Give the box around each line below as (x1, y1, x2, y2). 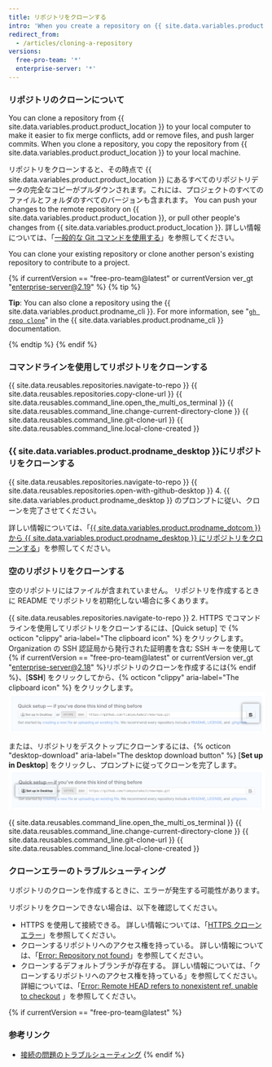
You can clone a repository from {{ (8, 113, 125, 123)
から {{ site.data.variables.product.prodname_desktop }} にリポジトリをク (8, 533, 257, 542)
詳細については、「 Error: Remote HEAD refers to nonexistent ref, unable (20, 981, 258, 991)
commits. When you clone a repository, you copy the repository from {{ (8, 139, 248, 149)
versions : (8, 47, 42, 56)
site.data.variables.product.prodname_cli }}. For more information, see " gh (8, 306, 257, 317)
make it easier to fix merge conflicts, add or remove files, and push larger (8, 130, 255, 140)
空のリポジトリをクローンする (8, 565, 125, 577)
